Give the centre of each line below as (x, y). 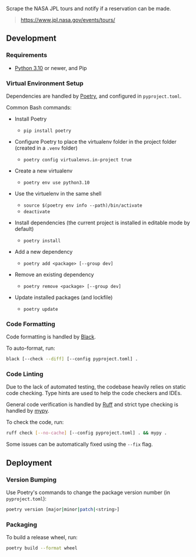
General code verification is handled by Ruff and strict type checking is (92, 405)
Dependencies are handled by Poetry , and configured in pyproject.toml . (94, 96)
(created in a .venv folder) (46, 148)
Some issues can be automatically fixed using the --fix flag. (79, 445)
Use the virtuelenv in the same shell (58, 193)
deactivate (37, 211)
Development (31, 39)
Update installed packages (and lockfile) (64, 297)
